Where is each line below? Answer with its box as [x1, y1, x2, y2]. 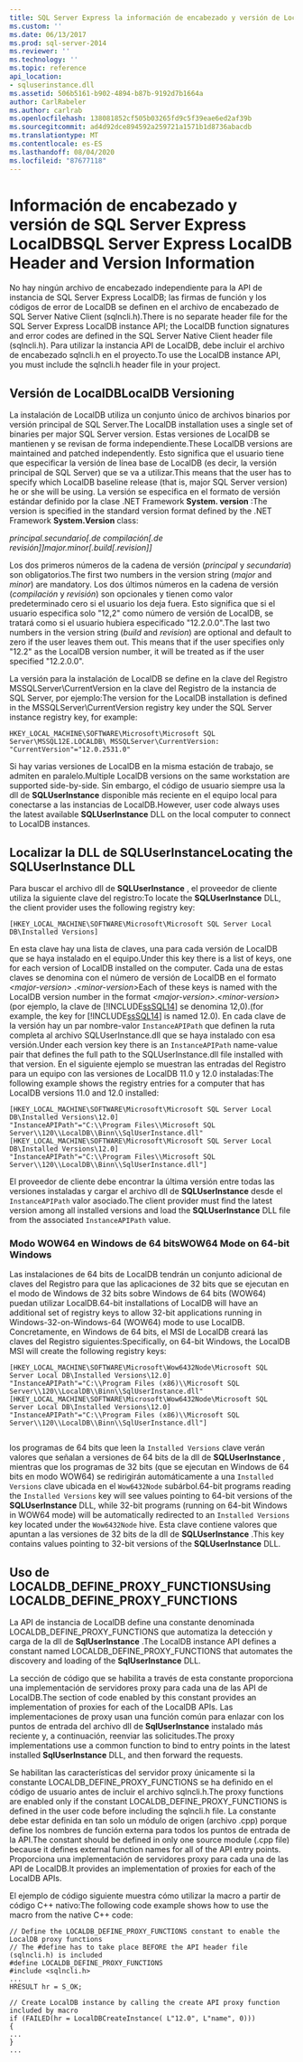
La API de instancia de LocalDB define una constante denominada [9, 1617, 255, 1628]
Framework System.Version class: [9, 515, 139, 526]
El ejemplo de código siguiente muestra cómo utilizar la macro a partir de [9, 1890, 281, 1901]
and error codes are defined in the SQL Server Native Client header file [9, 331, 273, 342]
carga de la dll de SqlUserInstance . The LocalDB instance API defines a [9, 1636, 277, 1647]
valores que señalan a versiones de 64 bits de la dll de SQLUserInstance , [9, 1452, 286, 1463]
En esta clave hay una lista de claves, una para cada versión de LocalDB [9, 944, 278, 955]
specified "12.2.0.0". [9, 656, 85, 667]
